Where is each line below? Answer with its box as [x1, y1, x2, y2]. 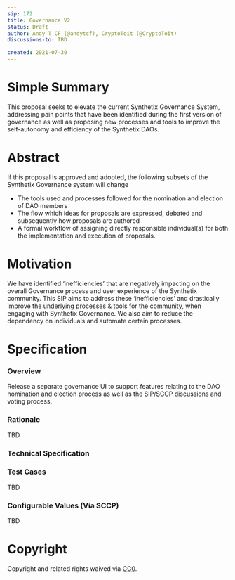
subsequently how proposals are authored [17, 216, 140, 225]
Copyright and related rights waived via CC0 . [7, 565, 137, 573]
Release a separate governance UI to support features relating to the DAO [7, 382, 220, 391]
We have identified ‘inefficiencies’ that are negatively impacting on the [7, 279, 210, 288]
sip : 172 [7, 10, 33, 18]
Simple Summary [7, 79, 109, 96]
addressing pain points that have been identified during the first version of [7, 110, 222, 118]
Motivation [7, 256, 72, 272]
